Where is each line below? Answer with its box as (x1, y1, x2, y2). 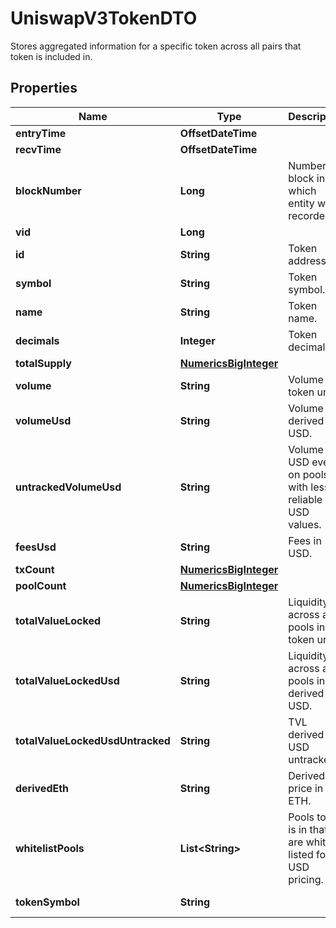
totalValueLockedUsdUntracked (15, 733, 171, 747)
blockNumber (15, 183, 82, 197)
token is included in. (10, 50, 93, 62)
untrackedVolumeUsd (15, 480, 122, 494)
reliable (288, 492, 323, 506)
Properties (10, 80, 78, 97)
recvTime (15, 142, 62, 156)
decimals (15, 333, 60, 347)
